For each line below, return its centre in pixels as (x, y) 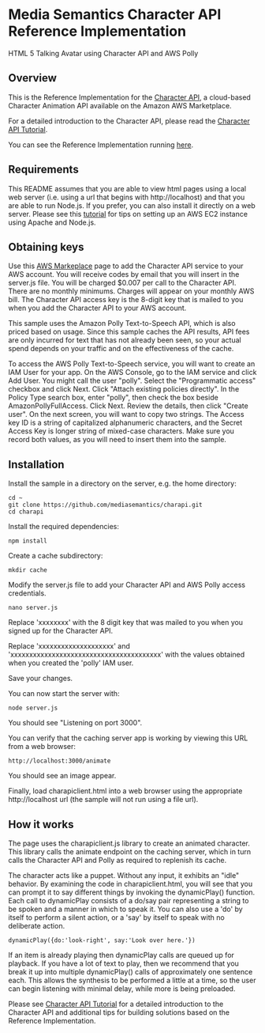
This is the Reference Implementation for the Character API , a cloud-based (129, 97)
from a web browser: (42, 747)
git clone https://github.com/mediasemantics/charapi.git (105, 505)
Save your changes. (41, 679)
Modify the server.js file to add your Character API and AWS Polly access (127, 585)
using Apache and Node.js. (52, 222)
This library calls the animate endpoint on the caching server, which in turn (129, 851)
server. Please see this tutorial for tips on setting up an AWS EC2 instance (128, 214)
